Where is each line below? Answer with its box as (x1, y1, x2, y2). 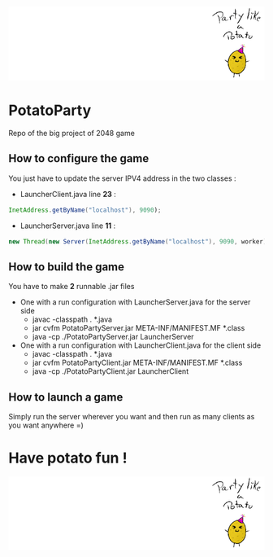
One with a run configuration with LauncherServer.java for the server (19, 297, 251, 307)
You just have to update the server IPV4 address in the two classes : (8, 173, 237, 183)
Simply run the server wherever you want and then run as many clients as (8, 412, 255, 422)
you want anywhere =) (8, 420, 84, 430)
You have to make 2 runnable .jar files (8, 282, 135, 292)
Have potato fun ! (8, 449, 128, 467)
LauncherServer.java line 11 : (19, 221, 116, 230)
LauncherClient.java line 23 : (19, 189, 116, 199)
